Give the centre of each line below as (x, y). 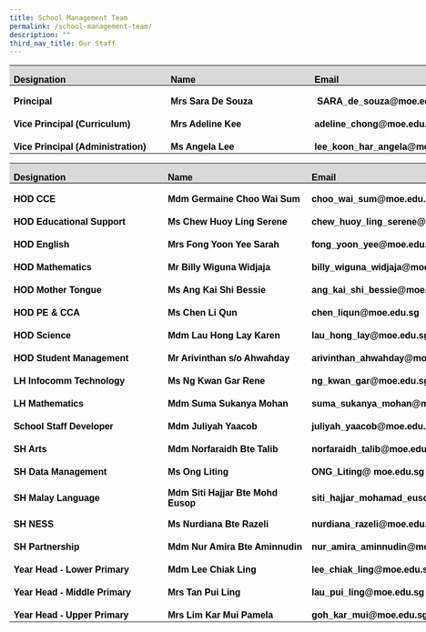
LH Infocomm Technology (69, 381)
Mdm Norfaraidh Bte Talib (223, 449)
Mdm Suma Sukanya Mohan (228, 403)
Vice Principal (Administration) (80, 146)
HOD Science (42, 335)
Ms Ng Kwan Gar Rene (217, 381)
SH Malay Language (56, 497)
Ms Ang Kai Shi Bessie (217, 290)
